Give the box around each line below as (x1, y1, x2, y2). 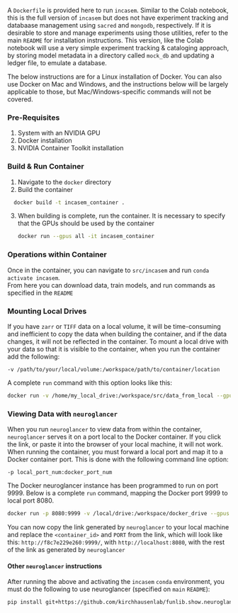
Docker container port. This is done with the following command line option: (7, 455, 229, 463)
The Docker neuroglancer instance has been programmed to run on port (7, 481, 218, 490)
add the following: (7, 352, 60, 361)
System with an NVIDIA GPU (17, 129, 101, 137)
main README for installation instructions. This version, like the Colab (7, 36, 204, 45)
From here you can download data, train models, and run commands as (7, 281, 216, 289)
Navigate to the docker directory (17, 177, 112, 186)
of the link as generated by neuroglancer (7, 545, 125, 553)
